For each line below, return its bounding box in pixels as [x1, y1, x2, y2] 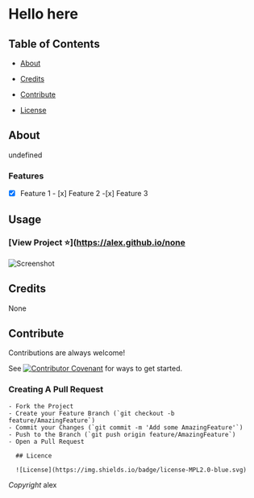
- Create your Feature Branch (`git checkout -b [8, 409, 175, 417]
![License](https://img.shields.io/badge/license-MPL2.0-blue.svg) [15, 466, 248, 474]
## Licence [15, 451, 52, 460]
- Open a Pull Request [8, 437, 85, 446]
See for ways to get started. [8, 364, 183, 374]
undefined [8, 150, 43, 160]
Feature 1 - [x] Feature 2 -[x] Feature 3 [19, 189, 148, 199]
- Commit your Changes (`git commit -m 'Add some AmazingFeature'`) [8, 423, 244, 432]
